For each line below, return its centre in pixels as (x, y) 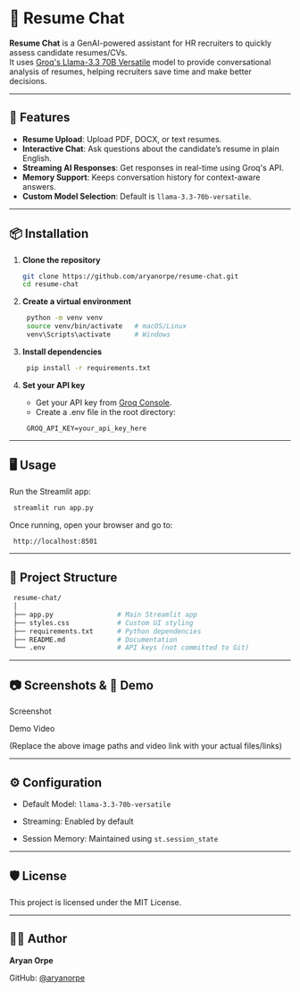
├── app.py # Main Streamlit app (105, 615)
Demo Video (32, 729)
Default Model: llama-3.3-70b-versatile (96, 803)
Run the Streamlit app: (50, 491)
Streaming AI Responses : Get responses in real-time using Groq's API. (153, 167)
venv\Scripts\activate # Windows (99, 335)
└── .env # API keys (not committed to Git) (131, 648)
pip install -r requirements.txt (88, 368)
